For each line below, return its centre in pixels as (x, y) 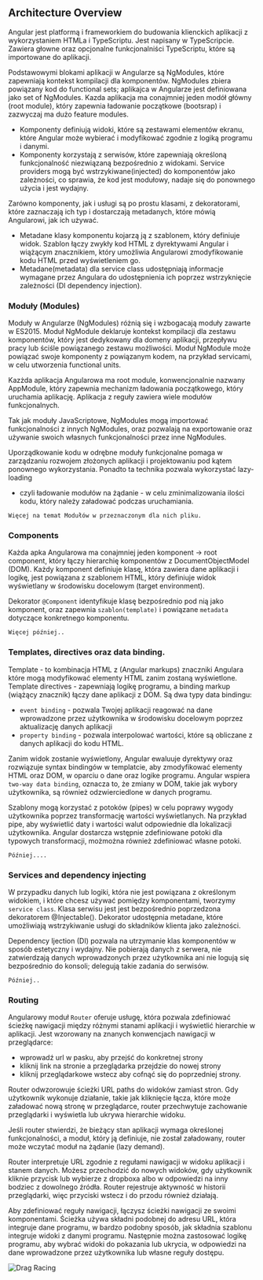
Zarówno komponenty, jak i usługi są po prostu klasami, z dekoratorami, (124, 203)
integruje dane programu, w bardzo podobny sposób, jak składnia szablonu (130, 1227)
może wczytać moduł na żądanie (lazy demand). (86, 1147)
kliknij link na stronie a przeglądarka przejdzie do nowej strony (120, 1066)
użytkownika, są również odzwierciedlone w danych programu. (110, 792)
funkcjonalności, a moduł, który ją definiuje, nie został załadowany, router (127, 1138)
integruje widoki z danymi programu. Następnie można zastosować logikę (128, 1236)
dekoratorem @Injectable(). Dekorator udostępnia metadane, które (116, 917)
